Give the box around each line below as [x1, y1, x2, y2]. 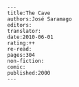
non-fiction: [7, 58, 45, 64]
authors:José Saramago [7, 16, 72, 23]
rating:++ [7, 40, 36, 47]
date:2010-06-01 [7, 34, 54, 40]
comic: [7, 64, 26, 71]
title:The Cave [7, 10, 51, 16]
